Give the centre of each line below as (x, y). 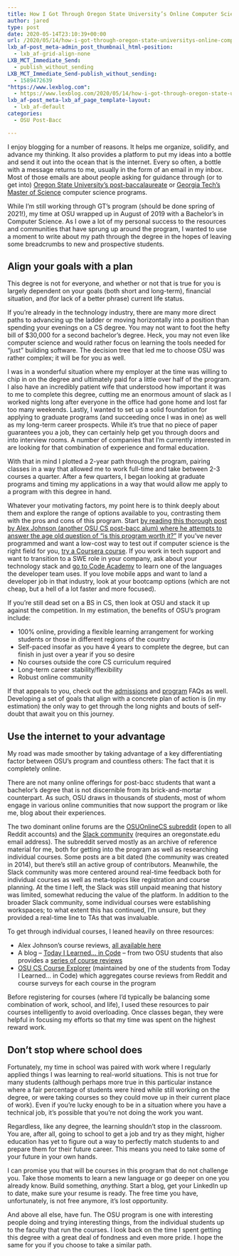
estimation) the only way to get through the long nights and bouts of (107, 706)
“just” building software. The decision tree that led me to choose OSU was (116, 350)
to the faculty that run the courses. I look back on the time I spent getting (115, 1230)
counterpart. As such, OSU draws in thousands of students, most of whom (117, 798)
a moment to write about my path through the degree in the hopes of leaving (119, 236)
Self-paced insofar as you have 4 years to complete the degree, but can (123, 647)
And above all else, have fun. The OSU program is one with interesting (110, 1215)
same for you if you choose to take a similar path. (80, 1245)
